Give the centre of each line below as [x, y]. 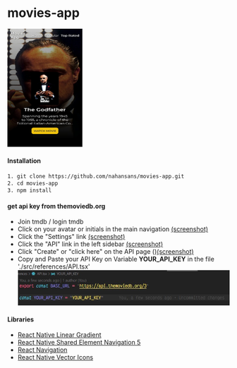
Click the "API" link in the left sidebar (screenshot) [90, 244]
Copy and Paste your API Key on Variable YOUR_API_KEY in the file [116, 259]
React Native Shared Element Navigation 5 [79, 343]
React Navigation [42, 350]
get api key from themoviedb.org [56, 206]
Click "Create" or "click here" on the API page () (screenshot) [105, 252]
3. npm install [30, 191]
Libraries [20, 319]
